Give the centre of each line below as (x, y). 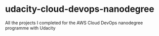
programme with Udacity (30, 28)
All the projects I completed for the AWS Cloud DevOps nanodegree (74, 23)
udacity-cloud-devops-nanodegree (80, 9)
